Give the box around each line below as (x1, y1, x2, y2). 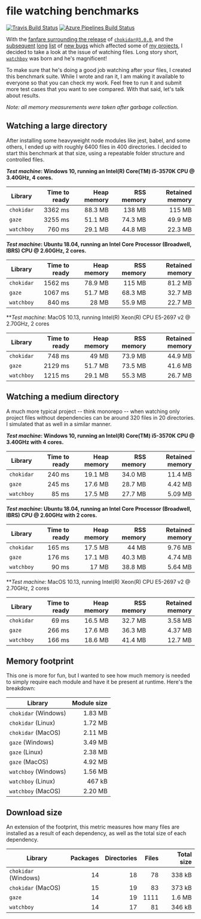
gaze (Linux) (9, 748, 44, 757)
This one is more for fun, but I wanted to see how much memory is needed (6, 672, 190, 679)
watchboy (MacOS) (9, 787, 61, 796)
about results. (6, 92, 40, 99)
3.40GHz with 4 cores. (6, 438, 64, 445)
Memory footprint (6, 656, 74, 666)
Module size (72, 699, 108, 707)
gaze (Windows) (9, 739, 54, 747)
